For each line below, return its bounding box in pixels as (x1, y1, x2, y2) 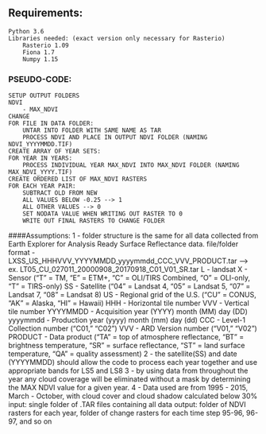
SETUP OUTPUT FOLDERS (8, 91, 80, 100)
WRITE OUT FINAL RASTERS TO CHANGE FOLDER (22, 217, 165, 225)
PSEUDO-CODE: (8, 73, 72, 84)
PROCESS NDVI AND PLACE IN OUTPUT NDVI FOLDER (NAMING (22, 134, 208, 141)
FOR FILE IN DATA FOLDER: (8, 119, 94, 128)
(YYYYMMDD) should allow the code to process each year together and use (8, 358, 258, 367)
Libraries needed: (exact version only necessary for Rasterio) (8, 34, 226, 42)
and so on (19, 417, 52, 426)
